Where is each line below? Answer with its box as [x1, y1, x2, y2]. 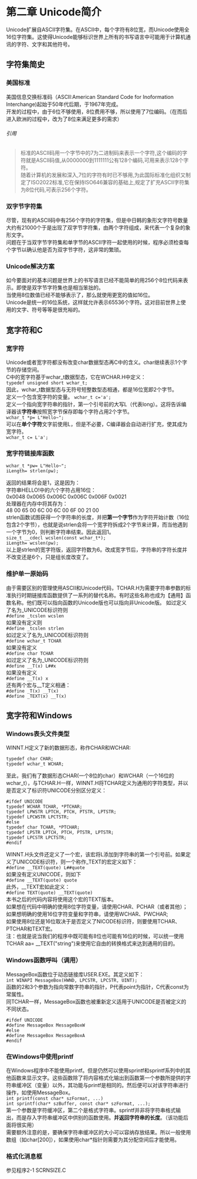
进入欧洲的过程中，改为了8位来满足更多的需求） [6, 115, 123, 122]
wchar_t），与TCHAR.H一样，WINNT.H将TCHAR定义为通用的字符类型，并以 [6, 780, 189, 787]
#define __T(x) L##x [6, 663, 57, 669]
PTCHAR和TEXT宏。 [6, 925, 56, 932]
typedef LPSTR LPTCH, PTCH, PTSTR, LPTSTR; [6, 830, 114, 836]
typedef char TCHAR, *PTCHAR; [6, 824, 80, 830]
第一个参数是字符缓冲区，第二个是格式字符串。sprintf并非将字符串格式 [6, 1107, 176, 1114]
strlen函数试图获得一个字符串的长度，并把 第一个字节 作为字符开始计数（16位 [6, 514, 189, 521]
